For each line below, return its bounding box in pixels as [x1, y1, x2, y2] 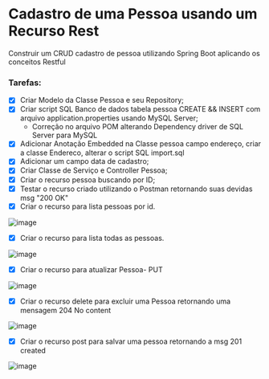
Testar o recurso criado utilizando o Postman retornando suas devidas [19, 184, 253, 194]
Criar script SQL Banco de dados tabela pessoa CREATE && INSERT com [19, 104, 261, 114]
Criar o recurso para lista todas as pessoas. [19, 233, 165, 242]
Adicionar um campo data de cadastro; [19, 157, 149, 166]
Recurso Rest [8, 22, 100, 40]
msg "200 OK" [19, 193, 69, 202]
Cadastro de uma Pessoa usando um [8, 5, 258, 23]
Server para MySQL [31, 130, 98, 141]
